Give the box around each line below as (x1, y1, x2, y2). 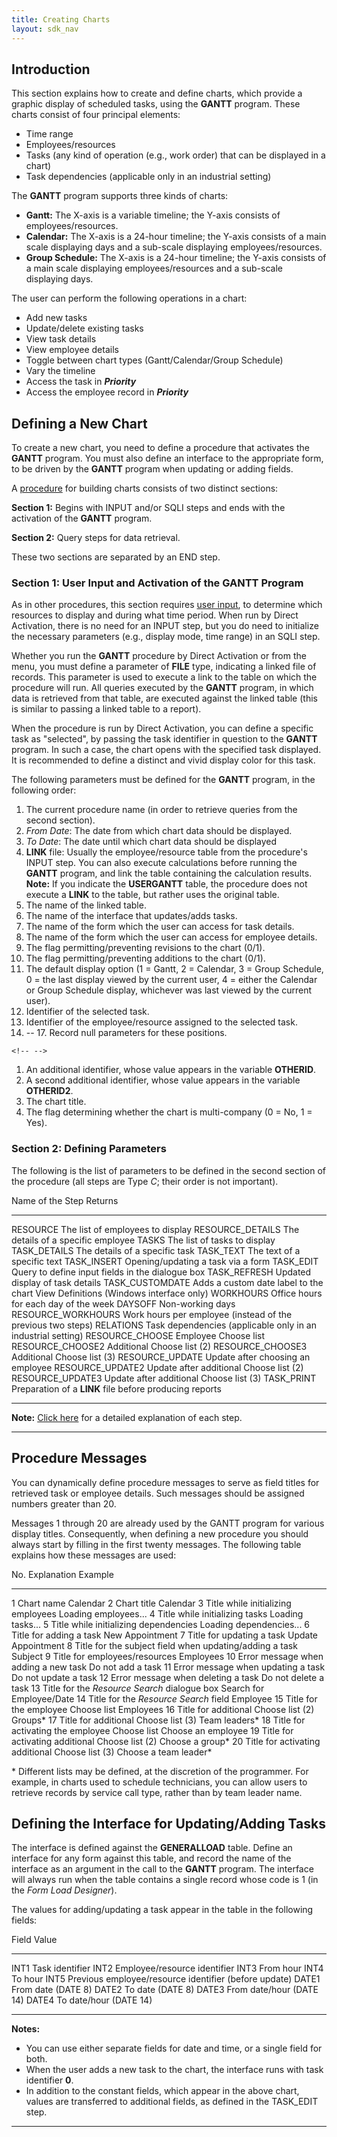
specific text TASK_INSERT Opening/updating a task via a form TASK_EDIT (11, 1255, 319, 1267)
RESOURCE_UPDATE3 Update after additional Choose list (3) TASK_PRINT (11, 1372, 317, 1384)
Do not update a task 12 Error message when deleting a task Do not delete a (11, 1671, 325, 1683)
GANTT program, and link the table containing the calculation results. (25, 867, 313, 880)
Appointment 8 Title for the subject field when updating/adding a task (11, 1639, 298, 1651)
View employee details (25, 344, 119, 356)
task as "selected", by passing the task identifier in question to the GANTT (11, 733, 318, 745)
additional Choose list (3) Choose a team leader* (11, 1746, 213, 1758)
